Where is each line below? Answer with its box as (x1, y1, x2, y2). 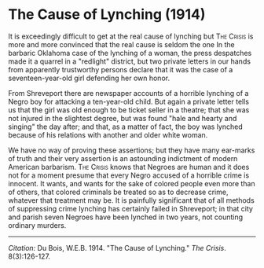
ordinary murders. (8, 220, 67, 229)
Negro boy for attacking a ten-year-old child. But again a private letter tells (8, 97, 250, 106)
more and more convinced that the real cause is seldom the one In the (8, 39, 235, 49)
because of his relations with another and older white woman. (8, 130, 208, 139)
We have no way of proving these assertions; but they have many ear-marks (8, 145, 255, 155)
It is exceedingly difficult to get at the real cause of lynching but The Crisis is (8, 31, 254, 41)
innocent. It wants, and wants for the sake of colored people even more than (8, 178, 255, 188)
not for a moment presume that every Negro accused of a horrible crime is (8, 171, 250, 180)
